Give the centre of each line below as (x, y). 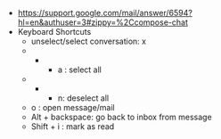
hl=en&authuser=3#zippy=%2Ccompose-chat (103, 22)
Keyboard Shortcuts (54, 32)
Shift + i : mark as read (73, 127)
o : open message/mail (73, 107)
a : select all (80, 69)
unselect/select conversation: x (89, 41)
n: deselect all (83, 98)
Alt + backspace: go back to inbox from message (121, 117)
